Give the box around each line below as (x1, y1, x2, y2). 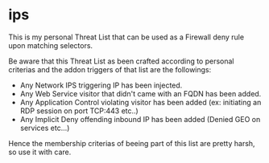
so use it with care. (8, 147, 72, 157)
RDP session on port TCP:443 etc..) (19, 106, 139, 116)
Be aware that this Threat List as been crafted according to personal (8, 56, 235, 66)
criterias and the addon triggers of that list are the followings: (8, 64, 212, 74)
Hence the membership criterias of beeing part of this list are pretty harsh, (8, 138, 255, 148)
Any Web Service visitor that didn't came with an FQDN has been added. (19, 88, 262, 98)
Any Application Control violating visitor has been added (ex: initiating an (19, 97, 262, 107)
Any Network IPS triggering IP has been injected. (19, 80, 183, 90)
